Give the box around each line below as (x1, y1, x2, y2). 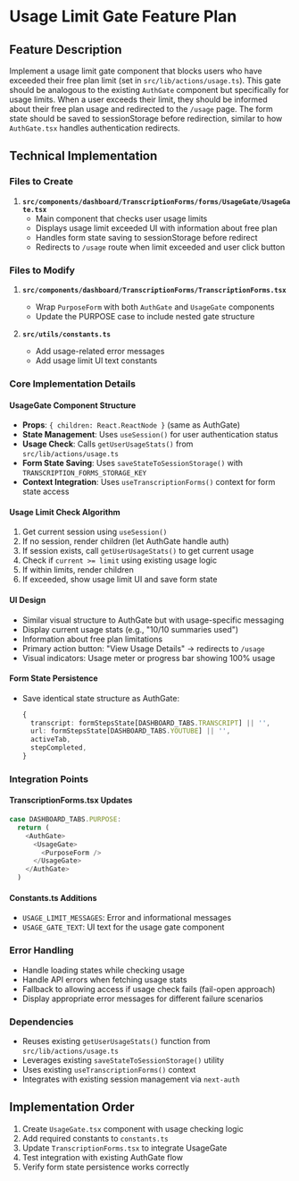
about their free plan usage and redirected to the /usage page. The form (9, 104, 274, 114)
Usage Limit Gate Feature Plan (9, 6, 237, 27)
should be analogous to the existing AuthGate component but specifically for (9, 85, 289, 95)
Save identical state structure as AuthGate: (21, 692, 180, 703)
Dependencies (9, 1015, 74, 1028)
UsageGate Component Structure (9, 400, 137, 411)
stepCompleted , (30, 743, 87, 752)
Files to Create (9, 175, 74, 188)
